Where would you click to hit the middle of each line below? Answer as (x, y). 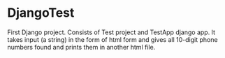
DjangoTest (41, 13)
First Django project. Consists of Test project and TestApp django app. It (111, 32)
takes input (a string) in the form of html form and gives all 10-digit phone (112, 39)
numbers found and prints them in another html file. (81, 47)
